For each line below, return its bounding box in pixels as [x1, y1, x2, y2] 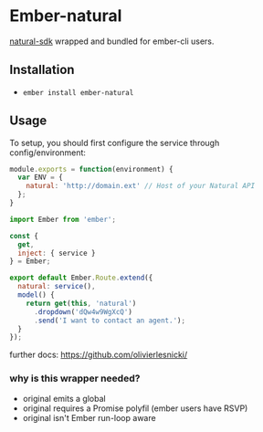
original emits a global [22, 393, 107, 404]
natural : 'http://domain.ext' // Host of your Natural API [26, 182, 256, 191]
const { [9, 231, 39, 240]
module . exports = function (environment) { [9, 164, 174, 174]
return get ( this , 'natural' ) [26, 299, 137, 308]
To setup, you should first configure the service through [9, 137, 220, 148]
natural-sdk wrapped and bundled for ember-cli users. [9, 36, 215, 47]
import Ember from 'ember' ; [9, 215, 117, 224]
